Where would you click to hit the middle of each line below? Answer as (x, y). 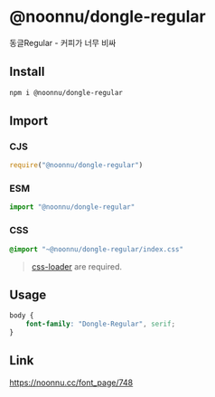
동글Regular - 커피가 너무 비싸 (63, 43)
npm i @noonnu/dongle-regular (66, 92)
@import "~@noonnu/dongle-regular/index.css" (96, 249)
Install (27, 72)
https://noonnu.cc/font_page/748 (71, 383)
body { (22, 316)
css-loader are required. (76, 266)
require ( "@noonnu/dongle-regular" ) (76, 165)
